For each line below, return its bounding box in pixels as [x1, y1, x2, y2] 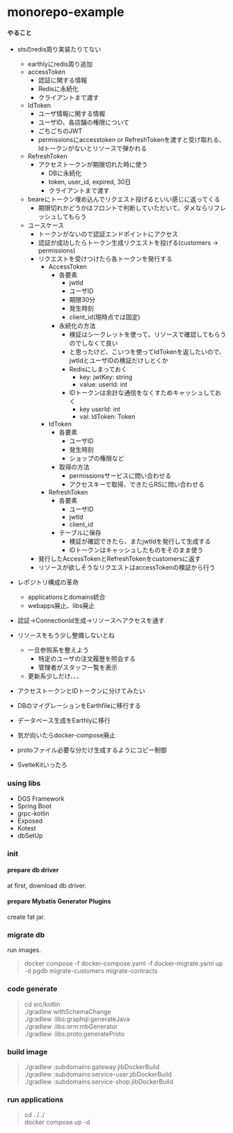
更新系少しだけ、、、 [27, 672, 83, 680]
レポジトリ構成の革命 [17, 578, 79, 586]
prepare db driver [7, 866, 59, 874]
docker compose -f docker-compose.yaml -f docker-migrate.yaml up [24, 959, 223, 967]
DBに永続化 [48, 169, 82, 177]
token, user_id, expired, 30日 [48, 178, 131, 186]
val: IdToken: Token [79, 412, 136, 421]
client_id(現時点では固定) [69, 313, 140, 321]
